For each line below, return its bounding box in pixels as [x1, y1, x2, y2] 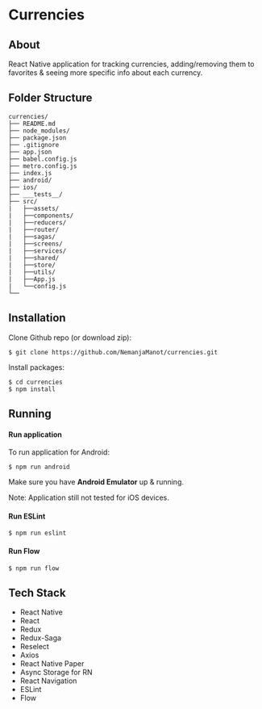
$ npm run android [8, 463, 70, 472]
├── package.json [8, 133, 67, 142]
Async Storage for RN [19, 668, 93, 678]
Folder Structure [8, 91, 93, 105]
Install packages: [8, 362, 64, 372]
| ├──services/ [8, 246, 67, 255]
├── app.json [8, 148, 52, 156]
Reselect [19, 642, 50, 652]
